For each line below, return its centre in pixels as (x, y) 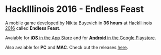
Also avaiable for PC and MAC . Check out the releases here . (67, 47)
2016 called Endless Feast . (33, 28)
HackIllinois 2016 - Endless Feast (75, 9)
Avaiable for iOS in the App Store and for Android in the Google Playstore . (80, 38)
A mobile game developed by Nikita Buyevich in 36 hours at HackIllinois (79, 23)
